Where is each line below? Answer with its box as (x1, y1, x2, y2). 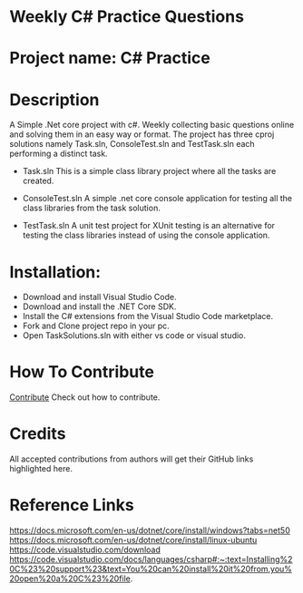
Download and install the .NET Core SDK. (22, 301, 177, 312)
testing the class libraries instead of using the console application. (22, 229, 270, 241)
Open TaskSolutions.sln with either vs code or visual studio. (22, 330, 247, 341)
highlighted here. (9, 463, 73, 474)
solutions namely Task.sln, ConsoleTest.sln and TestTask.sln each (9, 139, 256, 150)
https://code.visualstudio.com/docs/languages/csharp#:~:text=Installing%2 (9, 554, 293, 565)
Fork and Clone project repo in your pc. (22, 320, 170, 332)
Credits (9, 423, 66, 444)
